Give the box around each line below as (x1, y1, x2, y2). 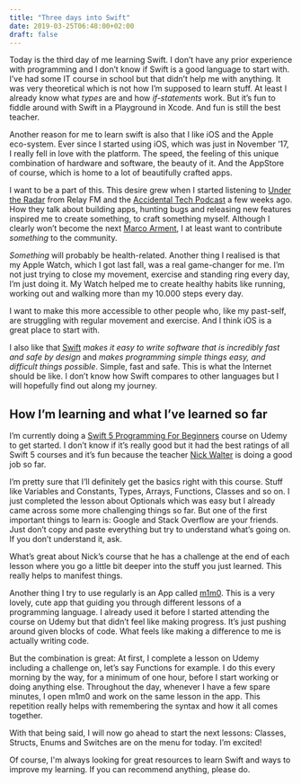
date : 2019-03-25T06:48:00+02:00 (9, 22, 135, 31)
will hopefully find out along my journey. (9, 380, 157, 391)
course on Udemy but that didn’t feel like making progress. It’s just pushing (9, 617, 287, 628)
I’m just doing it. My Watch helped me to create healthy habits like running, (9, 279, 286, 290)
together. (9, 710, 43, 721)
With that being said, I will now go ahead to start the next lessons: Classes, (9, 727, 287, 738)
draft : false (9, 30, 58, 39)
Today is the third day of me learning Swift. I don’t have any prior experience (9, 55, 293, 66)
